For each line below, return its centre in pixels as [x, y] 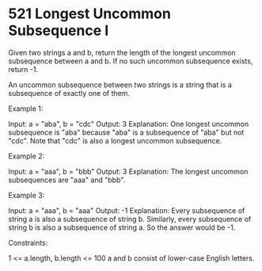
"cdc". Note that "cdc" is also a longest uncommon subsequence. [115, 140]
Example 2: [27, 156]
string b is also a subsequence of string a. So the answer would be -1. [122, 227]
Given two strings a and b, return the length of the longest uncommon [122, 52]
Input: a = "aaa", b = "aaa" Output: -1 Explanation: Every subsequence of [127, 210]
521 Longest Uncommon [90, 14]
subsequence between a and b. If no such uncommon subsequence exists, [131, 61]
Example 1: [26, 109]
